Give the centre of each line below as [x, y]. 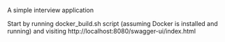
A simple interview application [51, 10]
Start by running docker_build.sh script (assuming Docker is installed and [112, 23]
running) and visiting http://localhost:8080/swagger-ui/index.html [102, 31]
